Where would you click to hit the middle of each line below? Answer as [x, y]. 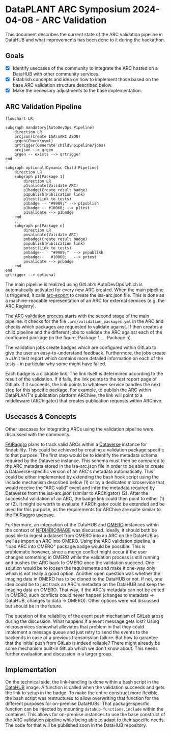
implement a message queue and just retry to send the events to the [77, 632]
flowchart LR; [20, 118]
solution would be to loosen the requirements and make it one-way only [80, 568]
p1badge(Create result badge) [55, 190]
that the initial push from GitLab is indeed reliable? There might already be [83, 643]
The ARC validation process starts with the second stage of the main [77, 316]
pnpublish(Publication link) [54, 243]
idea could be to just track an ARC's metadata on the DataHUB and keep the [85, 584]
